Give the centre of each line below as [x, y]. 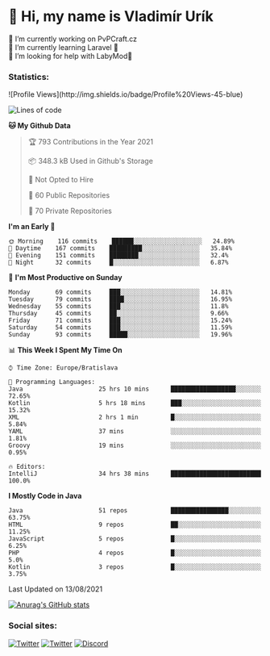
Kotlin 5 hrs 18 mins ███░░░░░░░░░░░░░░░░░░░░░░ [135, 403]
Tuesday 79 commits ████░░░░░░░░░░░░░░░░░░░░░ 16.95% [120, 299]
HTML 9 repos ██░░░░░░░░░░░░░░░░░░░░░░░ [135, 525]
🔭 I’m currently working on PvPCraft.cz [73, 39]
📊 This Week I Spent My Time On [65, 350]
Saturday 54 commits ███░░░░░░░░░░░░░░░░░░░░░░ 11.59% [120, 328]
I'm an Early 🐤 [32, 227]
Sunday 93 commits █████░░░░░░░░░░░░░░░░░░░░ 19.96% [120, 335]
